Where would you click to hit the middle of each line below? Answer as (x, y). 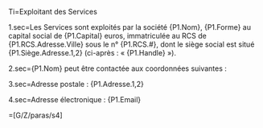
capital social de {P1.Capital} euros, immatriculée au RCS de (107, 36)
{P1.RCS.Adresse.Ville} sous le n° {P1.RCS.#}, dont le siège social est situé (131, 44)
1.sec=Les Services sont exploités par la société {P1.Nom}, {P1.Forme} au (130, 27)
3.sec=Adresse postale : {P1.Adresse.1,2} (76, 84)
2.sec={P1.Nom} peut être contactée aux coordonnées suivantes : (118, 68)
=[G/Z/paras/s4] (35, 115)
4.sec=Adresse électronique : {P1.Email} (75, 99)
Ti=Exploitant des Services (53, 12)
